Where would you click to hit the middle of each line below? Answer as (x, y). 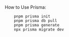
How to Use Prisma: (25, 7)
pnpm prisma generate (37, 25)
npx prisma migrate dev (39, 29)
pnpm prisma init (32, 16)
